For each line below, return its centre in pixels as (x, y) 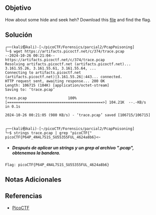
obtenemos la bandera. (36, 153)
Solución (19, 35)
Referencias (24, 196)
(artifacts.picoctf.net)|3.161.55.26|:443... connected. (64, 77)
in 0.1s (13, 106)
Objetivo (18, 8)
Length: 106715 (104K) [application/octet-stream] (57, 85)
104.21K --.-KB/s (127, 102)
